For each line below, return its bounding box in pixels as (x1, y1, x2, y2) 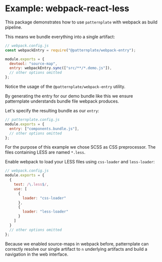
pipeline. (5, 24, 22, 30)
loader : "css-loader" (22, 196, 67, 200)
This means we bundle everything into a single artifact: (5, 34, 115, 40)
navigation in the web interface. (5, 251, 69, 257)
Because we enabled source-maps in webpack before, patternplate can (5, 240, 149, 247)
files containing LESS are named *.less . (5, 150, 86, 155)
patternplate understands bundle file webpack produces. (5, 98, 119, 104)
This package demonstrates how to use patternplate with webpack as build (5, 19, 158, 25)
